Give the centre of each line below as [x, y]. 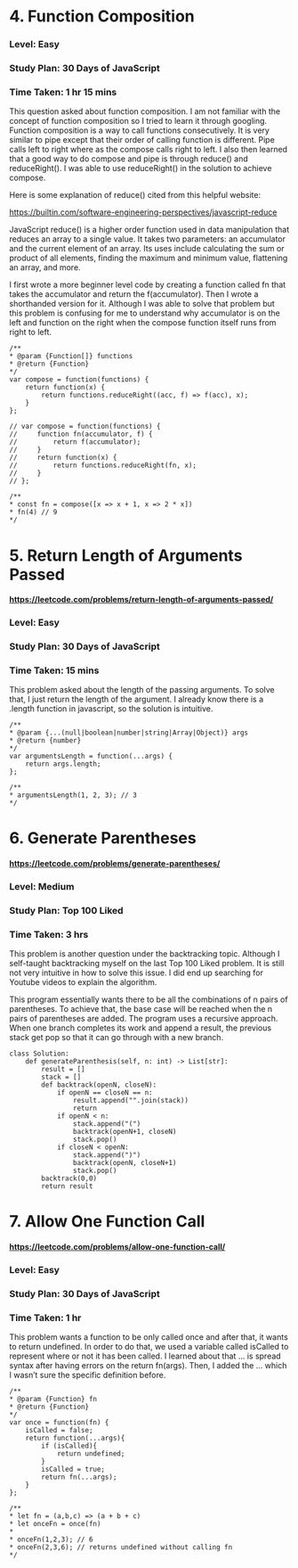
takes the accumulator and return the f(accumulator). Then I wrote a [134, 294]
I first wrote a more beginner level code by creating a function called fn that [148, 285]
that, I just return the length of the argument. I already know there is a [137, 699]
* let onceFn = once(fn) [55, 1524]
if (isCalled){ [69, 1446]
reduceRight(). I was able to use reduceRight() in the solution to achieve [141, 168]
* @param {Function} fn [53, 1400]
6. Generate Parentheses [103, 838]
